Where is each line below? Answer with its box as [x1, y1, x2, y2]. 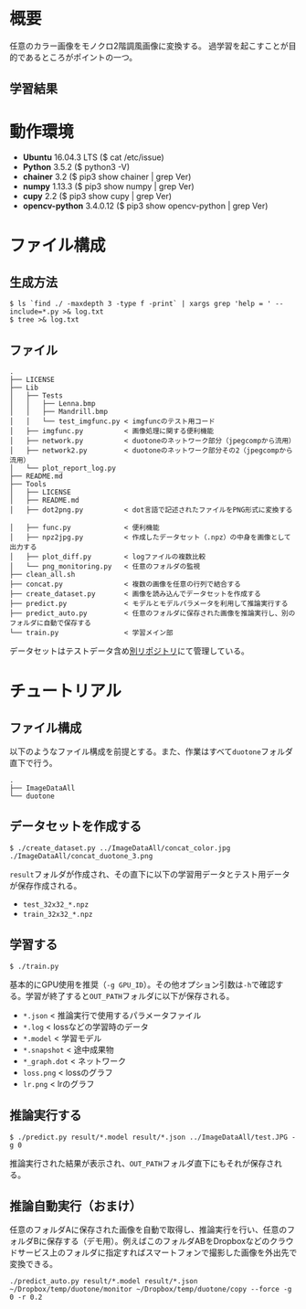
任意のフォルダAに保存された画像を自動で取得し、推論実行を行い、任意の [9, 1224, 288, 1235]
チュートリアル [9, 681, 121, 702]
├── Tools [9, 480, 47, 489]
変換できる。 [9, 1259, 58, 1270]
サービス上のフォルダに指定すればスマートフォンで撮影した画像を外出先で [16, 1247, 298, 1258]
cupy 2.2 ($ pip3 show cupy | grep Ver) [22, 191, 172, 202]
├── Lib [9, 383, 39, 393]
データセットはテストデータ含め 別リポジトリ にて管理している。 [9, 645, 249, 656]
